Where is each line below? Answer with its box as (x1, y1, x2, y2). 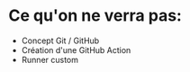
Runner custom (21, 54, 78, 65)
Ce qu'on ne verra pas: (8, 5, 182, 26)
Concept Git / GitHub (21, 35, 100, 46)
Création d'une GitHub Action (21, 44, 131, 55)
